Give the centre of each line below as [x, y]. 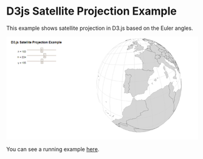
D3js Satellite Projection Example [92, 11]
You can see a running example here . [53, 149]
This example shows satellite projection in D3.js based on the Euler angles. [100, 28]
